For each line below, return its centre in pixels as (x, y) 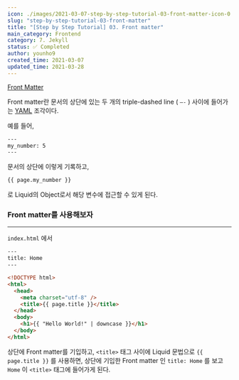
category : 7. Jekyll (38, 40)
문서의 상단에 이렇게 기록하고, (48, 167)
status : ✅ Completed (38, 47)
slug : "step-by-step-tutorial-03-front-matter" (79, 21)
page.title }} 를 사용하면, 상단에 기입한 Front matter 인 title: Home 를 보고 (116, 360)
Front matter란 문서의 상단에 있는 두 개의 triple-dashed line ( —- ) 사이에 (108, 102)
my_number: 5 (27, 146)
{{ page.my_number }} (39, 180)
